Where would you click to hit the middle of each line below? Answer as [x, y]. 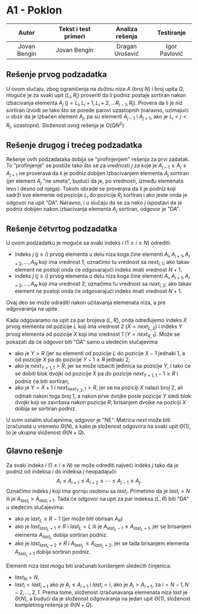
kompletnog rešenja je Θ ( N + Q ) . [54, 605]
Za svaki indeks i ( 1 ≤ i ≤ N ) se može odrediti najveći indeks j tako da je [92, 465]
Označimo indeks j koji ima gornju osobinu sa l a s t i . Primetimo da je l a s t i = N [98, 492]
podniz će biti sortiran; [42, 381]
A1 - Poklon [34, 10]
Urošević [127, 54]
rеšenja [127, 36]
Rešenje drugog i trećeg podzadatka [74, 145]
